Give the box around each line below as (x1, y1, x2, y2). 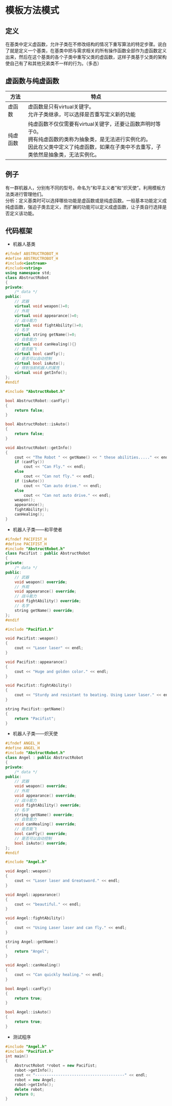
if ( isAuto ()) (14, 478, 45, 483)
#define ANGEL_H (5, 745, 40, 751)
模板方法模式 (5, 5, 60, 16)
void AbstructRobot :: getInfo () (5, 445, 72, 450)
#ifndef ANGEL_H (5, 741, 40, 746)
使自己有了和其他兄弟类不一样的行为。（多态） (5, 60, 102, 67)
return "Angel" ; (14, 948, 50, 954)
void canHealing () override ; (14, 822, 77, 827)
